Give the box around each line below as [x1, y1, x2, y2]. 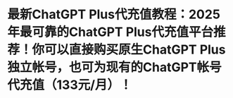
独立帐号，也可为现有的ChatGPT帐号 [7, 59, 222, 75]
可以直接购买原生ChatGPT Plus [44, 42, 226, 58]
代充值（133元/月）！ [7, 77, 132, 93]
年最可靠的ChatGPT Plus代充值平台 [7, 24, 213, 40]
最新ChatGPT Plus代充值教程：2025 [7, 6, 220, 23]
